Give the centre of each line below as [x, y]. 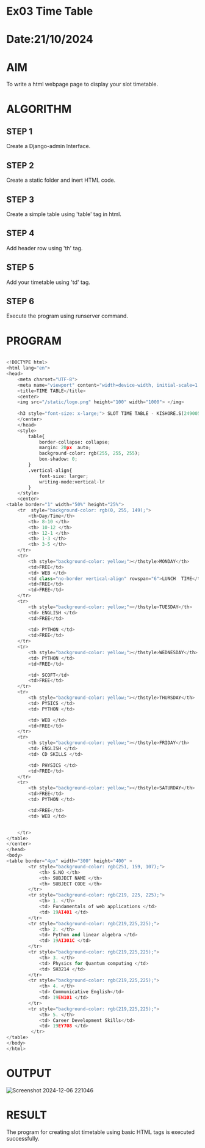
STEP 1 [20, 131]
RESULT [27, 1115]
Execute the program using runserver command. [67, 316]
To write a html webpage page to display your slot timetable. [82, 84]
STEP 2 [20, 166]
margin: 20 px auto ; [65, 448]
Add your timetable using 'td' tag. [48, 282]
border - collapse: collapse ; [75, 442]
